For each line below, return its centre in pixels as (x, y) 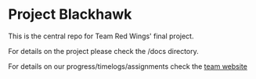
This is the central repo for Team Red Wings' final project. (101, 36)
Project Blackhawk (70, 14)
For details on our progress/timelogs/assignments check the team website (128, 66)
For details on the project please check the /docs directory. (104, 51)
